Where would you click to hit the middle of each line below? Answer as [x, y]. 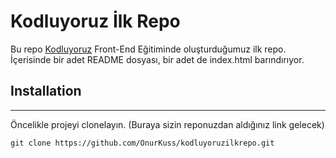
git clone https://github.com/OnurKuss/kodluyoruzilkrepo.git [142, 143]
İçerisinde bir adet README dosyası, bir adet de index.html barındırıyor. [157, 59]
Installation [46, 91]
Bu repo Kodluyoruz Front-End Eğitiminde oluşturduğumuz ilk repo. [148, 49]
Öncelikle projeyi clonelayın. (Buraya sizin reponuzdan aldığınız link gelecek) [167, 124]
